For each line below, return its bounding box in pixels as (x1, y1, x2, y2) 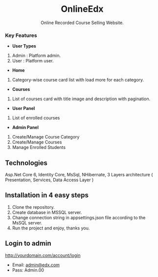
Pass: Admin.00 (12, 267, 44, 273)
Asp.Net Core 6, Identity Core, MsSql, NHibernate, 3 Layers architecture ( (5, 172, 153, 178)
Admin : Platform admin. (12, 53, 61, 58)
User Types (12, 43, 37, 49)
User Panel (12, 106, 35, 111)
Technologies (5, 159, 48, 167)
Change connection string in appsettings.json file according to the (12, 215, 146, 221)
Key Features (5, 32, 38, 39)
